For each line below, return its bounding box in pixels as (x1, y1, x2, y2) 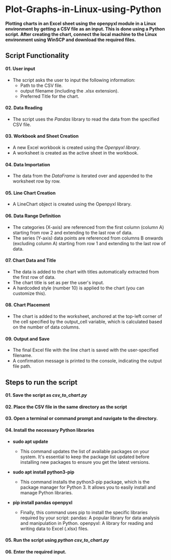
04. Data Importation (5, 161, 50, 167)
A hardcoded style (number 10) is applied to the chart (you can (12, 285, 145, 291)
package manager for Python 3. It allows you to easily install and (20, 484, 156, 490)
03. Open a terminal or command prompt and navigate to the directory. (5, 416, 158, 422)
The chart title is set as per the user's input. (12, 279, 104, 285)
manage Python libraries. (20, 489, 73, 495)
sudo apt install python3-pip (12, 469, 75, 475)
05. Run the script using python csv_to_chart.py (5, 537, 109, 543)
